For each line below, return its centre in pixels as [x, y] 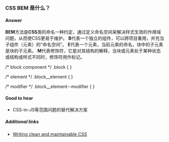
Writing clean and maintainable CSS [50, 134]
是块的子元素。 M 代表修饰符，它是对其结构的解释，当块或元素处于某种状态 [83, 51]
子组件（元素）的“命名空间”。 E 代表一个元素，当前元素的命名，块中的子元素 [84, 45]
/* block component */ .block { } [39, 67]
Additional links [22, 121]
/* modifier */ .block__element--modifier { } [50, 87]
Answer [14, 20]
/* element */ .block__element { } [39, 77]
